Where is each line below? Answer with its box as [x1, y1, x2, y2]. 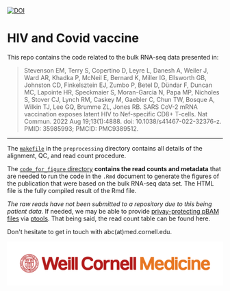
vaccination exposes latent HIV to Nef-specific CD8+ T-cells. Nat [23, 110, 207, 118]
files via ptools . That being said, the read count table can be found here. [7, 214, 211, 223]
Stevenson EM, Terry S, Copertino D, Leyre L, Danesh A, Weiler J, [23, 66, 209, 75]
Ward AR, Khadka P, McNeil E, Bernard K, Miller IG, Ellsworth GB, [23, 73, 207, 81]
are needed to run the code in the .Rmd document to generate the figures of [7, 172, 220, 180]
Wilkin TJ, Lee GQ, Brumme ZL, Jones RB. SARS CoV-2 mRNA [23, 103, 199, 111]
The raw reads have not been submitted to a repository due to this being [7, 199, 212, 208]
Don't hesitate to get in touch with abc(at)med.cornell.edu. [7, 227, 172, 236]
